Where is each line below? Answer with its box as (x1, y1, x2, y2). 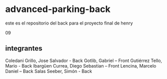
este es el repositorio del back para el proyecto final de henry (5, 20, 133, 26)
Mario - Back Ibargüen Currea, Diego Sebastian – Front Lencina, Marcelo (5, 62, 156, 68)
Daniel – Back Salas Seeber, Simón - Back (5, 68, 92, 74)
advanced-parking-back (5, 3, 111, 15)
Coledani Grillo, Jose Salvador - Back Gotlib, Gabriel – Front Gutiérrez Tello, (5, 57, 162, 63)
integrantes (5, 44, 43, 53)
